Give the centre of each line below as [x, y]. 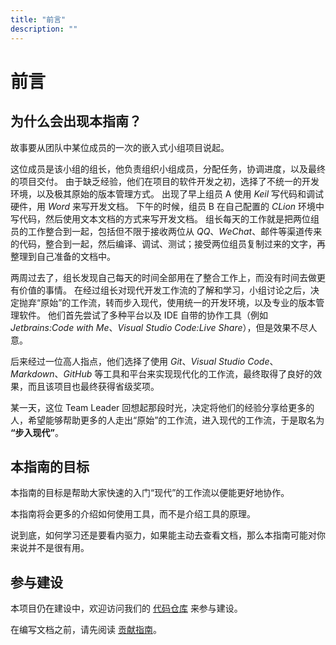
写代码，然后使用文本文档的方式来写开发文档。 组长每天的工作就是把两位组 [165, 218]
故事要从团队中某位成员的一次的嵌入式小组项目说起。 [120, 147]
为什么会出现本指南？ [76, 121]
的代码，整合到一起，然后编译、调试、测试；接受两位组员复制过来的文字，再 [168, 243]
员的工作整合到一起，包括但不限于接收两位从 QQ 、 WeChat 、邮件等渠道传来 [166, 231]
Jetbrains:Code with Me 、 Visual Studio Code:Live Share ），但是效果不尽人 [164, 327]
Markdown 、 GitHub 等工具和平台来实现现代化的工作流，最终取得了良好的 [162, 373]
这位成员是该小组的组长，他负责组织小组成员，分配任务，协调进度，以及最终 [168, 168]
